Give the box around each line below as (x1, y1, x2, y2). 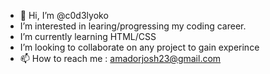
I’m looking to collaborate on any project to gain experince (19, 41, 260, 53)
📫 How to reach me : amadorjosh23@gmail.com (19, 53, 222, 64)
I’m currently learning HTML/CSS (19, 31, 157, 42)
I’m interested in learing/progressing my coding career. (19, 20, 247, 32)
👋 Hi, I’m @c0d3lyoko (19, 10, 109, 21)
